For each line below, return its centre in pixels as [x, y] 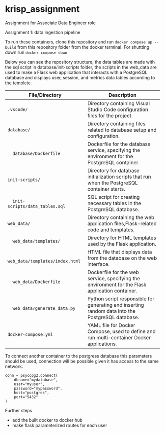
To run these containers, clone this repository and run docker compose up [79, 42]
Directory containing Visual [119, 103]
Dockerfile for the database [119, 144]
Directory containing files [117, 123]
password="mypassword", [38, 388]
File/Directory [45, 95]
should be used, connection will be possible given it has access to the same [82, 361]
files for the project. [110, 115]
